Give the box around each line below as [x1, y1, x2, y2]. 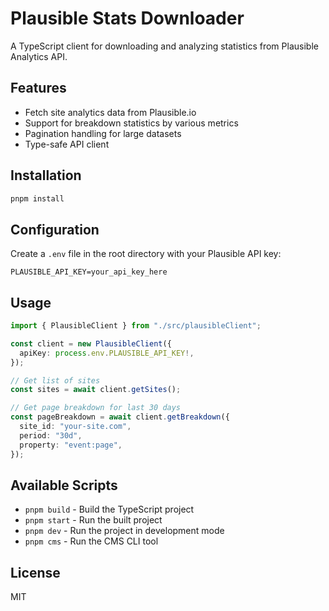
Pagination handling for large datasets [24, 127, 182, 139]
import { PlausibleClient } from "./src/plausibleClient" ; [10, 321, 262, 331]
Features [10, 80, 67, 97]
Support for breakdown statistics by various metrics [24, 117, 239, 129]
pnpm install [10, 193, 65, 204]
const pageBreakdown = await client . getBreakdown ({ [10, 412, 230, 422]
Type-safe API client [24, 138, 110, 150]
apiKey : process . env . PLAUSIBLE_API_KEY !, [19, 348, 195, 358]
